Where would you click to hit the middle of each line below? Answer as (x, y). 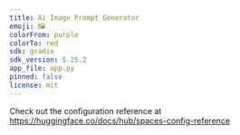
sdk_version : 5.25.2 (48, 60)
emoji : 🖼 (28, 26)
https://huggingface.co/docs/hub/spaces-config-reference (120, 121)
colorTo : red (34, 43)
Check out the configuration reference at (86, 111)
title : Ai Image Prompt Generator (75, 18)
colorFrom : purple (44, 34)
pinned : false (36, 77)
